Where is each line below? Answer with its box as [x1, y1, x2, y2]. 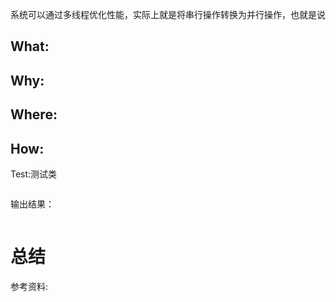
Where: [10, 106, 58, 123]
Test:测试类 [10, 168, 58, 180]
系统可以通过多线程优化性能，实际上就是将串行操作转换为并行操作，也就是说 [10, 9, 326, 20]
